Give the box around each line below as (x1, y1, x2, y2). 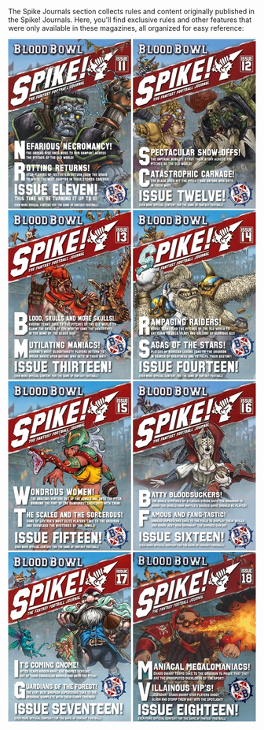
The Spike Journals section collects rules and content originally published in (8, 7, 255, 16)
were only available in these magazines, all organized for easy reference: (8, 24, 244, 32)
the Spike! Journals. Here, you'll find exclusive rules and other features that (8, 15, 252, 24)
